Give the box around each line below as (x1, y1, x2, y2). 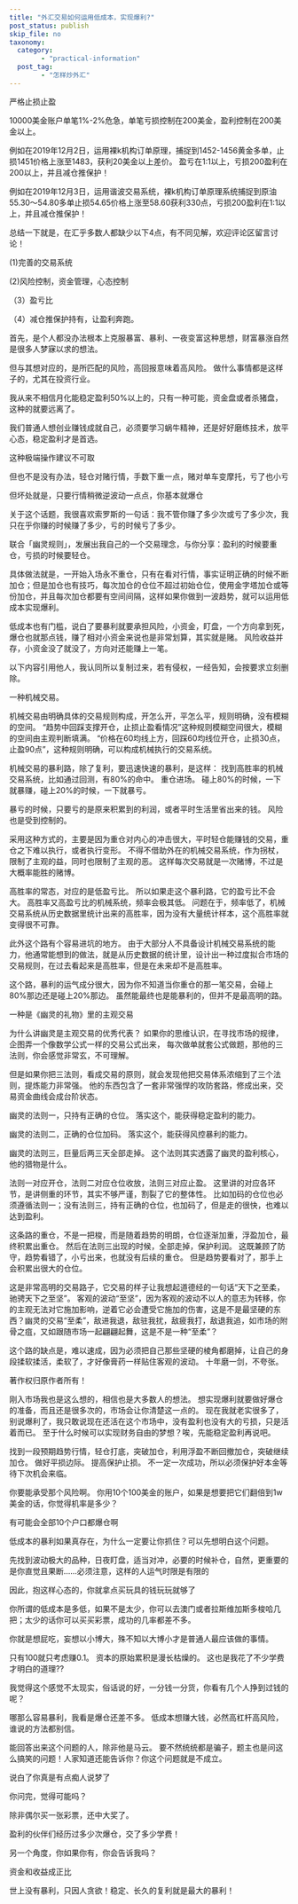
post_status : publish (9, 21, 90, 30)
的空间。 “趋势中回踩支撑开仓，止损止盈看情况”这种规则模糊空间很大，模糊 (9, 721, 283, 732)
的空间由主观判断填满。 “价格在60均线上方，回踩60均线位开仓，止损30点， (9, 733, 286, 744)
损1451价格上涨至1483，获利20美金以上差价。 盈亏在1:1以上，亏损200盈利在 (9, 156, 288, 167)
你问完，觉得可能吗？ (9, 1790, 87, 1801)
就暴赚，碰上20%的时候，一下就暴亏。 (9, 784, 152, 795)
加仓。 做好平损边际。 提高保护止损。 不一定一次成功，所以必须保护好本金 (9, 1457, 280, 1467)
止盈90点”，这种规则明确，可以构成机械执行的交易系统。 (9, 744, 217, 754)
